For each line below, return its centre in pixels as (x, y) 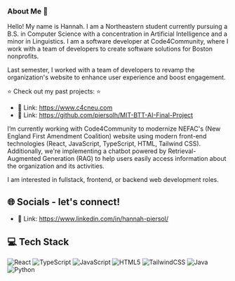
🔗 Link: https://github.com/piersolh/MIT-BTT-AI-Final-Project (105, 115)
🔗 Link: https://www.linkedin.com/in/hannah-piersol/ (93, 219)
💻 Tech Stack (38, 242)
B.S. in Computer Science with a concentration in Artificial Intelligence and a (117, 34)
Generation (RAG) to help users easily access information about (134, 159)
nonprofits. (23, 56)
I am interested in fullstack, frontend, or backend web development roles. (113, 180)
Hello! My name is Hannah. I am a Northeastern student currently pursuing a (117, 27)
